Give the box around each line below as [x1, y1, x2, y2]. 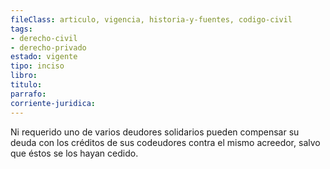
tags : [10, 24, 33, 34]
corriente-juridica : [10, 98, 97, 108]
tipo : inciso [10, 61, 65, 71]
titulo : [10, 80, 43, 90]
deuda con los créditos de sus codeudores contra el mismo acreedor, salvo [10, 136, 321, 148]
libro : [10, 71, 38, 81]
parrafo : [10, 89, 47, 99]
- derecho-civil [10, 33, 78, 43]
